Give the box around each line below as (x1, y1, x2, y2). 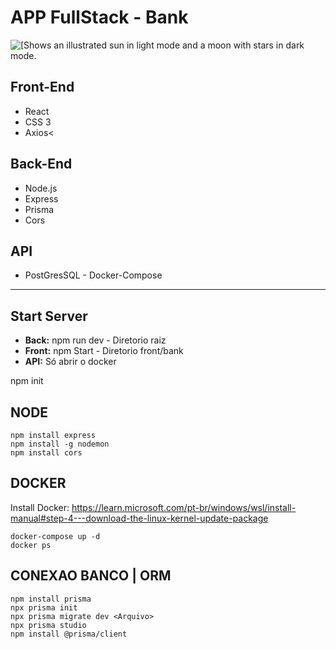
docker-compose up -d (10, 531, 101, 541)
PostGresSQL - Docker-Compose (24, 269, 163, 281)
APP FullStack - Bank (10, 6, 189, 29)
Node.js (24, 182, 58, 194)
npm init (10, 375, 44, 387)
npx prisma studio (10, 620, 87, 630)
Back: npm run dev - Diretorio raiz (24, 334, 167, 346)
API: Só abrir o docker (24, 356, 117, 368)
